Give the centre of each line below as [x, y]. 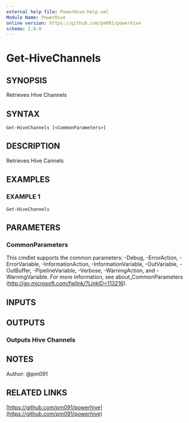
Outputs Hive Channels [41, 339]
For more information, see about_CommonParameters [117, 277]
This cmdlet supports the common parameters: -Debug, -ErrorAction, [92, 258]
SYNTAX [23, 114]
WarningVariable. [28, 277]
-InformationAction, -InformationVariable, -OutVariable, [110, 264]
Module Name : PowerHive [36, 17]
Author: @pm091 [27, 374]
